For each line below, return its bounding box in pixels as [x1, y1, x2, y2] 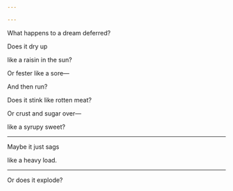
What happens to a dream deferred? [7, 28, 111, 37]
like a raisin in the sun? [7, 55, 73, 64]
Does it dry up [7, 42, 48, 51]
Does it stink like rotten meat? [7, 95, 92, 104]
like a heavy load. [7, 156, 58, 164]
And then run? [7, 82, 48, 91]
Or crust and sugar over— [7, 109, 82, 118]
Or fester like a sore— [7, 69, 70, 77]
